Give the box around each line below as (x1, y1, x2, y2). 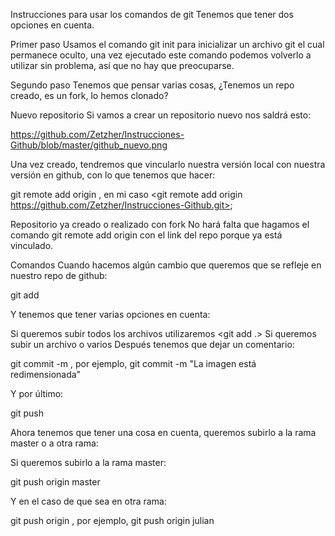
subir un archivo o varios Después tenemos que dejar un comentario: (10, 339, 295, 350)
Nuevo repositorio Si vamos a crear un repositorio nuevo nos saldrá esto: (10, 109, 312, 121)
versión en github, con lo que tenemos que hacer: (10, 169, 216, 181)
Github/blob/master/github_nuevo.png (10, 139, 168, 151)
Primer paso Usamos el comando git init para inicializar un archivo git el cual (10, 39, 325, 50)
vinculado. (10, 240, 54, 251)
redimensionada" (10, 369, 82, 380)
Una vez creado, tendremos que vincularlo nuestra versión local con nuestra (10, 159, 326, 170)
